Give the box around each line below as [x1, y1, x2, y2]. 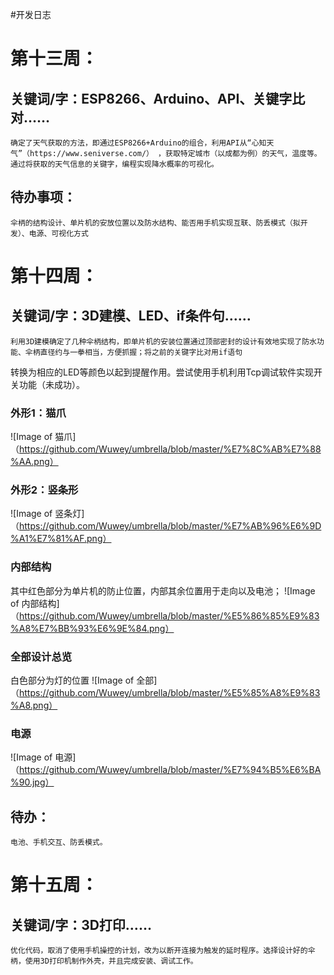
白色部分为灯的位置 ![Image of [10, 674, 135, 686]
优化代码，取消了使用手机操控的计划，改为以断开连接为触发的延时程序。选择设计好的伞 [10, 946, 316, 956]
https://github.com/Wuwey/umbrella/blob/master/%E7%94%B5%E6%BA [19, 764, 322, 776]
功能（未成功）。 [18, 378, 85, 390]
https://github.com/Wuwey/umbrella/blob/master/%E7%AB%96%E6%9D [19, 520, 322, 532]
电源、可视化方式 [28, 228, 89, 238]
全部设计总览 [10, 649, 73, 663]
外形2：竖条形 [10, 483, 79, 497]
